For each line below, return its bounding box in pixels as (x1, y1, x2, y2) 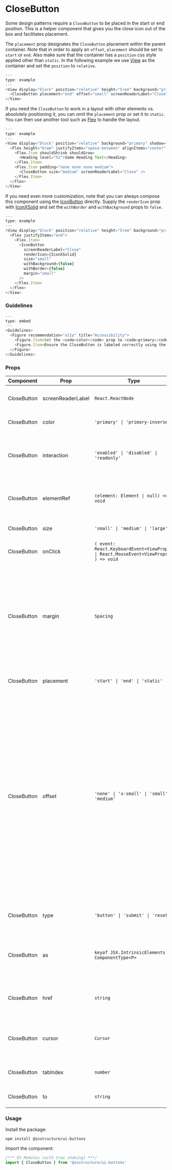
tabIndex (42, 1069, 64, 1076)
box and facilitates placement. (5, 31, 69, 37)
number (94, 1069, 111, 1075)
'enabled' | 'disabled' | (94, 449, 158, 456)
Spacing (94, 613, 113, 619)
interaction (42, 451, 69, 459)
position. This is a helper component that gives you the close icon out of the (5, 25, 165, 31)
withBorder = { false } (24, 266, 66, 272)
